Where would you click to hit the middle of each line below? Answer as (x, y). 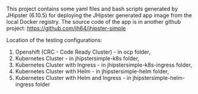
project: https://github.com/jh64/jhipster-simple (66, 28)
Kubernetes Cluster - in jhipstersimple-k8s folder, (77, 58)
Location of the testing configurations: (54, 40)
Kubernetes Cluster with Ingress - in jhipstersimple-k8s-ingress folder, (104, 65)
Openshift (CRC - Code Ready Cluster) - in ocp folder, (83, 52)
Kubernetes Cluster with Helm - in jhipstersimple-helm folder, (92, 71)
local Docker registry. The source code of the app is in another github (94, 22)
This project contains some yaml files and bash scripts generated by (92, 9)
